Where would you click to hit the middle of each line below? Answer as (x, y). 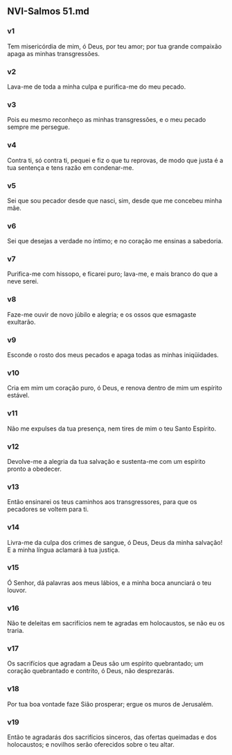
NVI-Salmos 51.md (48, 11)
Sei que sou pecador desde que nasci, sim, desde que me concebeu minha (115, 200)
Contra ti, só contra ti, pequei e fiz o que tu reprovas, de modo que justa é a (115, 160)
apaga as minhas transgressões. (54, 53)
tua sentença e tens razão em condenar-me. (71, 167)
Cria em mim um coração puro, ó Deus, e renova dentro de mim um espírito (115, 388)
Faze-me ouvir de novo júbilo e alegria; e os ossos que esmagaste (102, 314)
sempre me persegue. (39, 127)
